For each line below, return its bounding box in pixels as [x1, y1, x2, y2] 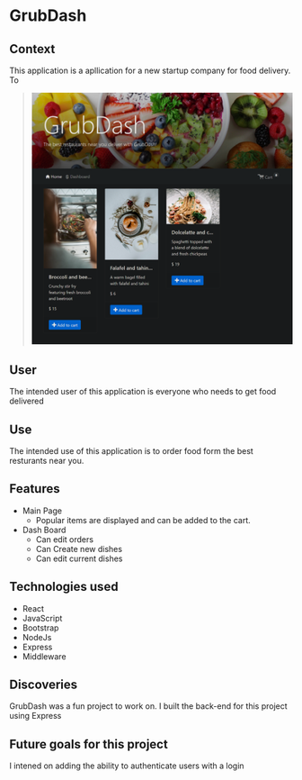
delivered [9, 395, 45, 406]
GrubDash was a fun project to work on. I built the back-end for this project [9, 701, 288, 712]
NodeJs [22, 631, 52, 642]
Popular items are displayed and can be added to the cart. [35, 514, 252, 525]
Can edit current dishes [35, 553, 123, 564]
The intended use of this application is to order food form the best [9, 446, 253, 457]
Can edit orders [35, 533, 94, 545]
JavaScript [22, 612, 63, 623]
